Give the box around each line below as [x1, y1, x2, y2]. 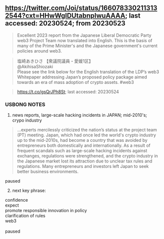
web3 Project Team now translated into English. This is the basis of [17, 37, 153, 43]
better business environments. [17, 169, 79, 175]
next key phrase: [12, 187, 46, 193]
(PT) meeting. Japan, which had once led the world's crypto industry [17, 132, 156, 138]
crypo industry [12, 117, 42, 123]
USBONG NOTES [5, 101, 46, 107]
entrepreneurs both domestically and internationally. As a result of [17, 142, 151, 149]
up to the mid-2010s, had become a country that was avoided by [17, 137, 148, 143]
